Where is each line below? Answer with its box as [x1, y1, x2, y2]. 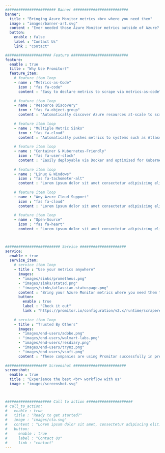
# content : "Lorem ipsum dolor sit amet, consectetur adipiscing [5, 422, 148, 427]
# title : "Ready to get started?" [5, 413, 82, 418]
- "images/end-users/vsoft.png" [18, 349, 84, 354]
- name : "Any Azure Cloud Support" [14, 194, 89, 199]
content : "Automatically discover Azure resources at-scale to [18, 112, 153, 117]
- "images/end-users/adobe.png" [18, 331, 84, 336]
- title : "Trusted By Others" [14, 322, 78, 327]
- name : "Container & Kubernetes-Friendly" [14, 149, 107, 154]
